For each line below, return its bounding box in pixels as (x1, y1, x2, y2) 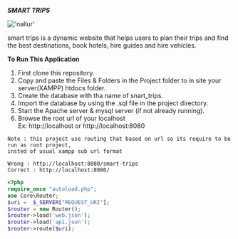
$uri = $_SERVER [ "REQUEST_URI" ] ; (7, 198, 110, 206)
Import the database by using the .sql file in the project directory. (17, 99, 209, 107)
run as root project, (7, 142, 72, 149)
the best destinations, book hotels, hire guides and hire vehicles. (7, 41, 197, 49)
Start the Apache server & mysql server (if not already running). (17, 107, 205, 115)
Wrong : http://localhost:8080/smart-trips (7, 160, 139, 167)
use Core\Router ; (7, 192, 59, 199)
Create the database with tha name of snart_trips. (17, 92, 164, 100)
